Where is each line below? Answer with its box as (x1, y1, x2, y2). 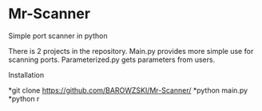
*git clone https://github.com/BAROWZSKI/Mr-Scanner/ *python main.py (8, 85, 248, 95)
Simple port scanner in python (8, 31, 108, 40)
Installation (8, 70, 45, 79)
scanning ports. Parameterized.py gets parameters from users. (8, 55, 216, 64)
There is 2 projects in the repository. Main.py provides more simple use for (8, 46, 254, 55)
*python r (8, 94, 40, 103)
